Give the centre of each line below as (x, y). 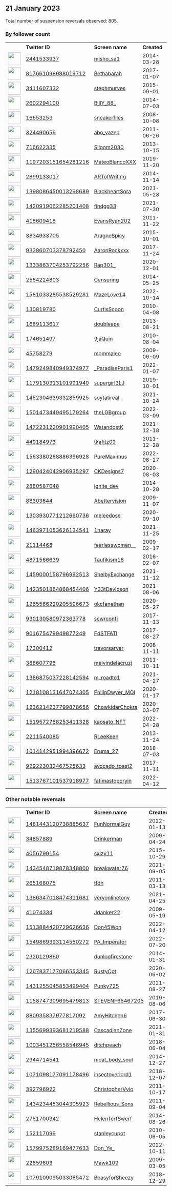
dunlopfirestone (113, 957)
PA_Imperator (110, 942)
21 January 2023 (33, 8)
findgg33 (105, 206)
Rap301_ (105, 265)
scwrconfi (106, 619)
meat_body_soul (113, 1060)
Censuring (106, 280)
